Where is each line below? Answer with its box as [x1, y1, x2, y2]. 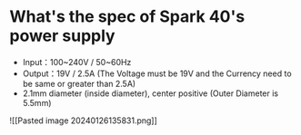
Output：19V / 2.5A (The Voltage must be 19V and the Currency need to [22, 68, 293, 79]
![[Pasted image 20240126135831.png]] [9, 115, 157, 126]
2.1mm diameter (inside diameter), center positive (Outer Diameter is [22, 88, 279, 99]
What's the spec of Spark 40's [9, 6, 246, 27]
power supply [9, 25, 115, 46]
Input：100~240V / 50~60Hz [22, 56, 132, 67]
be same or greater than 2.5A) [22, 78, 136, 89]
